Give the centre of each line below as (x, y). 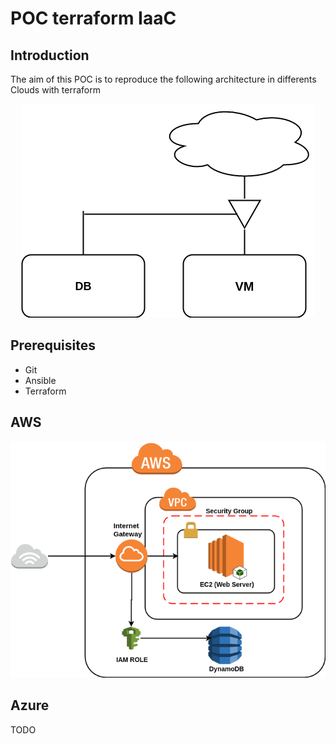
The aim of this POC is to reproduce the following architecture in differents (163, 79)
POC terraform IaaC (93, 18)
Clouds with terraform (55, 90)
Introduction (50, 55)
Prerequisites (53, 345)
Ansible (40, 380)
